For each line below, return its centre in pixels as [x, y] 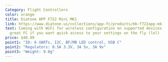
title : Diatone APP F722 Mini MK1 [41, 19]
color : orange [20, 14]
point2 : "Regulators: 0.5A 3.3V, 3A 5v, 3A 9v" [56, 47]
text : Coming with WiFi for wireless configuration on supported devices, [85, 28]
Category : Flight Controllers [37, 10]
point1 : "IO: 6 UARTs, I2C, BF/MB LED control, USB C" [63, 42]
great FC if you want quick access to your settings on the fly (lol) [85, 33]
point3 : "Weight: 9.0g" [30, 51]
